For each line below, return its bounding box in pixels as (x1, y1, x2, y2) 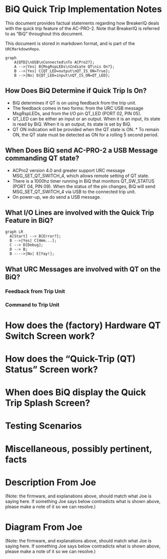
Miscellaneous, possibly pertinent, (5, 443, 152, 454)
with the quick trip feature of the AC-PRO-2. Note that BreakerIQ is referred (5, 25, 160, 31)
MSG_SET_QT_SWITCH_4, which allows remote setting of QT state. (12, 173, 150, 179)
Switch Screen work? (5, 330, 95, 341)
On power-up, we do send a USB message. (12, 194, 101, 200)
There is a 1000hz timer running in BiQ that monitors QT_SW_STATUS (12, 178, 155, 184)
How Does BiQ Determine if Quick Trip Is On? (5, 87, 147, 95)
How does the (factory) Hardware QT (5, 319, 161, 331)
